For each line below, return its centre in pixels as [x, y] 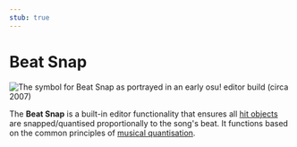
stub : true [30, 17]
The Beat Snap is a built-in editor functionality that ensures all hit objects [144, 114]
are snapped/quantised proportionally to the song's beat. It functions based [149, 123]
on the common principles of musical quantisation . [102, 133]
